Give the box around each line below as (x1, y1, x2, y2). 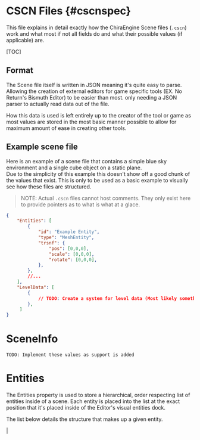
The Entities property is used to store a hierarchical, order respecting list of (6, 392, 190, 399)
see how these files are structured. (6, 183, 92, 190)
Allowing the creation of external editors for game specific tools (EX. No (6, 88, 183, 95)
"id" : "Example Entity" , (37, 229, 100, 235)
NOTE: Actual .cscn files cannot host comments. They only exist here (20, 194, 191, 202)
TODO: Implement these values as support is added (6, 352, 135, 358)
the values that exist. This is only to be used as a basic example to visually (6, 176, 189, 184)
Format (6, 66, 34, 76)
